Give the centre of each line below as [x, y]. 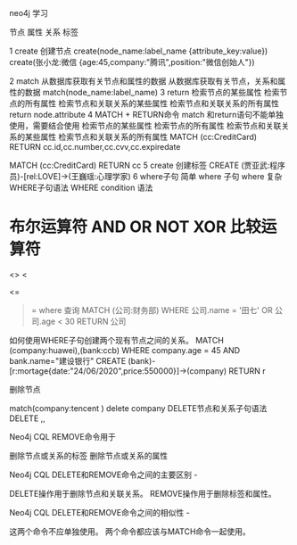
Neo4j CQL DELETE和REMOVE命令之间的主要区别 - [103, 475]
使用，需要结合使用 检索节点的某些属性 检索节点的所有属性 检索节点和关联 [145, 126]
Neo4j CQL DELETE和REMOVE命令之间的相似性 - [99, 512]
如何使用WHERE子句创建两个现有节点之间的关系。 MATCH [117, 340]
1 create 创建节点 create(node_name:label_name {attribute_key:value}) [139, 51]
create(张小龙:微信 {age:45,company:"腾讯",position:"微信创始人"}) [132, 62]
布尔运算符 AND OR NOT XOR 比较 [135, 227]
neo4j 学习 [29, 13]
